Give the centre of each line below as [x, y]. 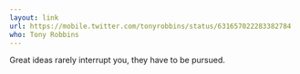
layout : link [34, 18]
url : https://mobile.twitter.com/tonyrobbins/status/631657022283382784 [150, 26]
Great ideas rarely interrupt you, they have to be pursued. [118, 60]
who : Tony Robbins [44, 34]
